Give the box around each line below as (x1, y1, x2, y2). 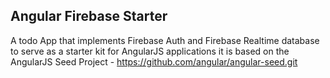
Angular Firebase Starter (10, 8, 168, 25)
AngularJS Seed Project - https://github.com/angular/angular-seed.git (10, 55, 298, 68)
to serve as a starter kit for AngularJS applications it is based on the (10, 45, 290, 57)
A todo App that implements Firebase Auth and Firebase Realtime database (10, 34, 320, 46)
